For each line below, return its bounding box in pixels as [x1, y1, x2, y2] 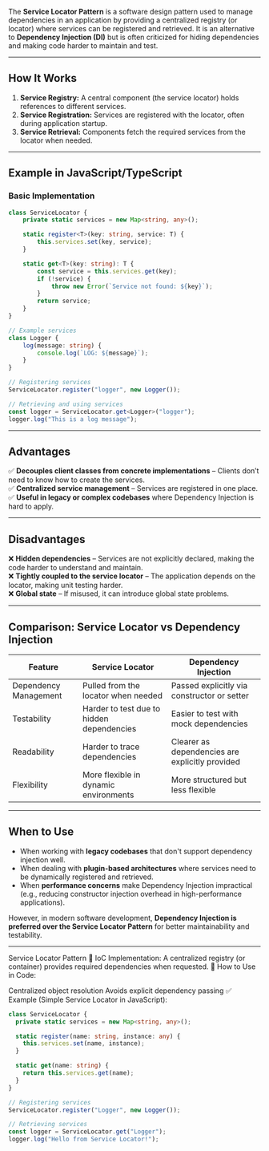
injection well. [19, 854, 66, 865]
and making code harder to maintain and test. [8, 41, 159, 51]
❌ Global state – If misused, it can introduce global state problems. [8, 589, 230, 598]
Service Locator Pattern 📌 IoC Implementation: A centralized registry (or [8, 953, 246, 963]
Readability [12, 746, 54, 757]
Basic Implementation [8, 190, 95, 201]
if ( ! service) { [37, 274, 91, 283]
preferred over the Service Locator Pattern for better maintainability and [8, 922, 250, 931]
